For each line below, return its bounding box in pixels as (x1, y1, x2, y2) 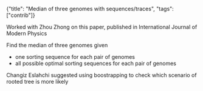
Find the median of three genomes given (6, 42, 108, 49)
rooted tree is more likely (6, 78, 69, 85)
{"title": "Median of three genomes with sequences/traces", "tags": (6, 5, 174, 12)
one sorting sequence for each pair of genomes (15, 53, 136, 60)
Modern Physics (6, 30, 47, 37)
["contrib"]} (6, 12, 35, 19)
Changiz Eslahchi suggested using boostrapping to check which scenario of (6, 72, 197, 78)
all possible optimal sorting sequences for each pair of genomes (15, 60, 176, 67)
